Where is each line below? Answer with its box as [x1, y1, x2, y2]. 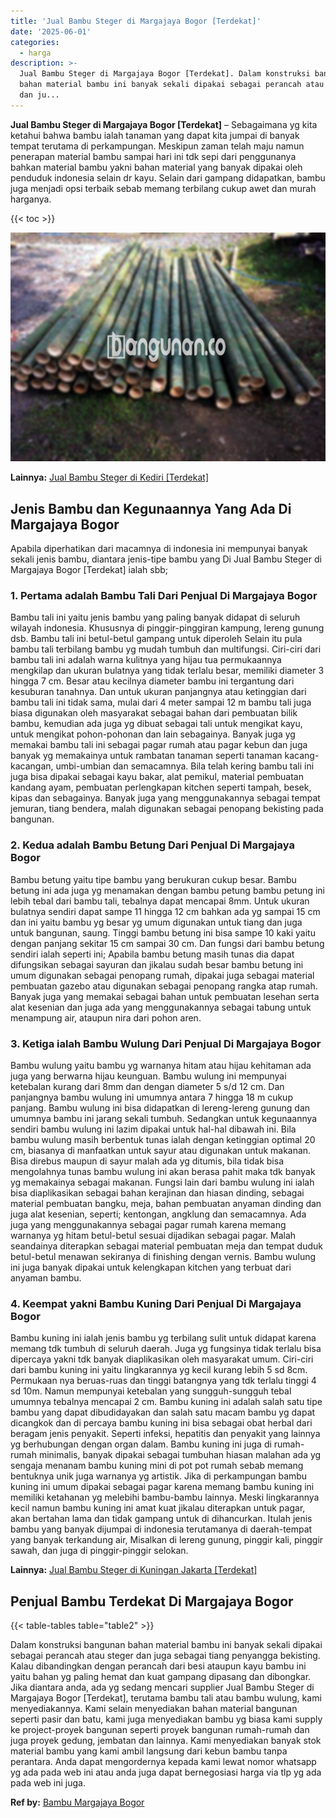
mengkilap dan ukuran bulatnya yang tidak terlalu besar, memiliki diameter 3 [10, 665, 325, 677]
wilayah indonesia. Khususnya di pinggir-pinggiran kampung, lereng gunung [10, 622, 325, 634]
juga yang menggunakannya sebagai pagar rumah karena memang [10, 1218, 287, 1230]
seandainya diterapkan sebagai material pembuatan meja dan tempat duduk [10, 1240, 323, 1252]
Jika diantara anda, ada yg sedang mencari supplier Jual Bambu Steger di [10, 1681, 315, 1694]
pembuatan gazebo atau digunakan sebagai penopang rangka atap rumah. [10, 980, 318, 992]
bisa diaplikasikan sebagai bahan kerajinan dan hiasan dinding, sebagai [10, 1186, 305, 1199]
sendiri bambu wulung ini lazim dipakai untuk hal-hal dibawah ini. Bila [10, 1123, 297, 1135]
